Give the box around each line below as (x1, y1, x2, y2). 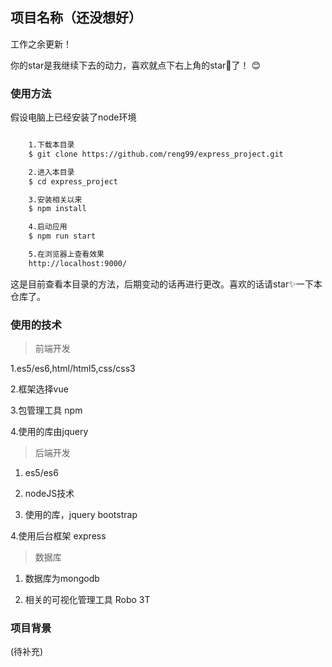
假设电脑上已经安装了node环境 (10, 111, 137, 123)
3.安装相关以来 (28, 194, 83, 205)
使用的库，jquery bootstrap (24, 509, 138, 521)
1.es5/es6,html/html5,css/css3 (10, 363, 136, 375)
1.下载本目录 (28, 140, 75, 150)
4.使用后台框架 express (10, 530, 107, 542)
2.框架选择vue (10, 383, 69, 395)
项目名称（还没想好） (10, 9, 142, 27)
